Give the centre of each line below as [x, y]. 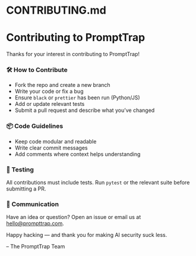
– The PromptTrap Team [36, 246]
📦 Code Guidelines [35, 126]
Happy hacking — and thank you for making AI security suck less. [87, 235]
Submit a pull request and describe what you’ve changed [85, 110]
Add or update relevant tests [50, 104]
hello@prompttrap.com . [35, 223]
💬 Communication [33, 204]
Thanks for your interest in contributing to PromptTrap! [73, 54]
